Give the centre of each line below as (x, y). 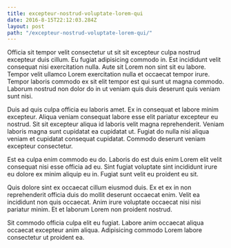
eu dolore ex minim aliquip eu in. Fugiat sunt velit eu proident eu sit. (103, 174)
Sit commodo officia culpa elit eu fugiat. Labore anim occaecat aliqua (106, 223)
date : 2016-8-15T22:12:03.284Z (52, 20)
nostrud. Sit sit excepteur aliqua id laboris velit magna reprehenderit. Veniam (115, 124)
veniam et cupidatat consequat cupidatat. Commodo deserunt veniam (106, 139)
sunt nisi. (20, 96)
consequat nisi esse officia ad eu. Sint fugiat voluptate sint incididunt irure (112, 167)
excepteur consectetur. (40, 146)
